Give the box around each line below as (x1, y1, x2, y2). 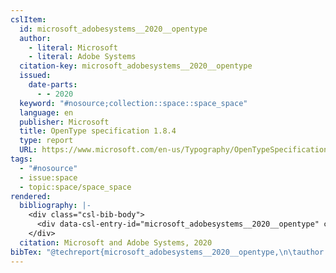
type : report (19, 136, 74, 146)
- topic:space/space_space (19, 182, 132, 192)
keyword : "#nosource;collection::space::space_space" (19, 98, 248, 108)
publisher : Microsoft (19, 117, 110, 127)
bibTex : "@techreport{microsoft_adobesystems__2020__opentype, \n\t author (10, 247, 325, 257)
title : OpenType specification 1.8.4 (19, 126, 177, 136)
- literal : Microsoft (28, 42, 118, 53)
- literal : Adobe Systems (28, 52, 137, 62)
